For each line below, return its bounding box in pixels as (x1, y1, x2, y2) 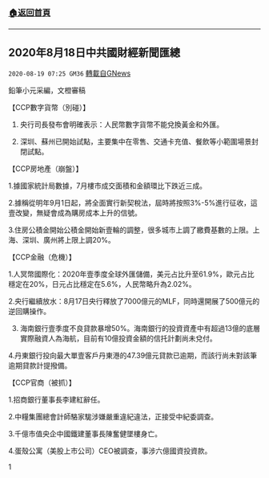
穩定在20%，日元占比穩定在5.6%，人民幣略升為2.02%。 (8, 280, 196, 289)
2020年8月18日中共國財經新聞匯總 (8, 46, 181, 59)
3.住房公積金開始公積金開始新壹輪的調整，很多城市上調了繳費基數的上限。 (8, 225, 254, 235)
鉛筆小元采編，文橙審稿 (8, 86, 86, 96)
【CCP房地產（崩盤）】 (8, 164, 83, 174)
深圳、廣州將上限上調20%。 (22, 235, 116, 245)
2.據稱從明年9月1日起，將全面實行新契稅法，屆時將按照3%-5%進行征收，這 (8, 198, 258, 208)
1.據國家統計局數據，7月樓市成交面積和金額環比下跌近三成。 (8, 181, 207, 190)
